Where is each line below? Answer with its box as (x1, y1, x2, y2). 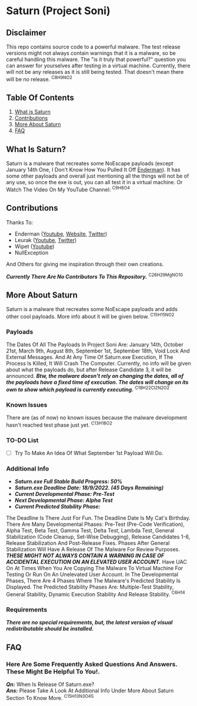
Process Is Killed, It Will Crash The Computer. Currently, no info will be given (6, 360, 191, 367)
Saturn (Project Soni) (6, 4, 111, 18)
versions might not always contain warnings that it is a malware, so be (6, 50, 176, 57)
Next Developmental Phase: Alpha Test (14, 497, 113, 504)
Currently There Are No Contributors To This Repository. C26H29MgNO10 (6, 272, 183, 280)
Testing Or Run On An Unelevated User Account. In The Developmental (6, 571, 178, 578)
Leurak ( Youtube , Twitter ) (14, 236, 77, 243)
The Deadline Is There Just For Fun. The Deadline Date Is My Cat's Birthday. (6, 515, 191, 522)
